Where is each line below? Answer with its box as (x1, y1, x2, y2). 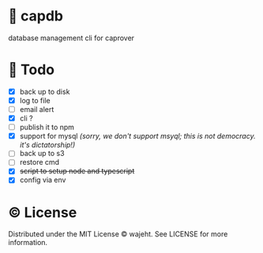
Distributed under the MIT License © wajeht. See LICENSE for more (8, 229, 228, 239)
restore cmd (19, 158, 60, 167)
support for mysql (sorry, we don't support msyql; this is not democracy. (19, 132, 256, 141)
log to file (19, 95, 51, 105)
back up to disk (19, 87, 70, 96)
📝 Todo (8, 61, 55, 79)
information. (8, 238, 48, 247)
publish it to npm (19, 122, 75, 132)
